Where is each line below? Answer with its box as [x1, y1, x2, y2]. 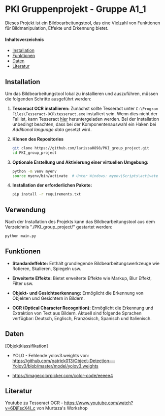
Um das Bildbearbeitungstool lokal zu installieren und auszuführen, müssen [5, 91, 159, 96]
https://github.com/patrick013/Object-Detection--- [12, 358, 115, 364]
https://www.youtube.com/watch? [64, 400, 133, 406]
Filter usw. [12, 280, 33, 286]
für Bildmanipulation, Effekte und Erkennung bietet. [5, 25, 109, 31]
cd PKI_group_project [12, 150, 57, 155]
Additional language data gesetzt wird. [12, 126, 92, 132]
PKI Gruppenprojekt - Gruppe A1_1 [5, 3, 146, 15]
